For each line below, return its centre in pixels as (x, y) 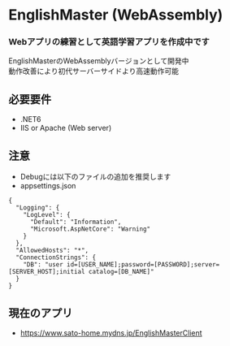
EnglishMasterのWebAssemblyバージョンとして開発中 (99, 61)
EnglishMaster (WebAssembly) (116, 15)
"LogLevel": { (47, 215)
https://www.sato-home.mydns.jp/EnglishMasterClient (111, 333)
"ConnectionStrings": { (56, 257)
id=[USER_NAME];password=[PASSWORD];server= (143, 265)
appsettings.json (48, 186)
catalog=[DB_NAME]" (121, 272)
